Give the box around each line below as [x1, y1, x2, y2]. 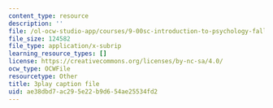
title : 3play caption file [8, 80, 100, 88]
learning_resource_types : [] [8, 50, 107, 58]
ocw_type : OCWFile [8, 65, 71, 73]
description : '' [8, 19, 63, 28]
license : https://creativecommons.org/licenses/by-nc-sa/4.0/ [8, 58, 223, 66]
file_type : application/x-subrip [8, 42, 122, 50]
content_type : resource [8, 11, 89, 20]
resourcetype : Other [8, 72, 79, 80]
